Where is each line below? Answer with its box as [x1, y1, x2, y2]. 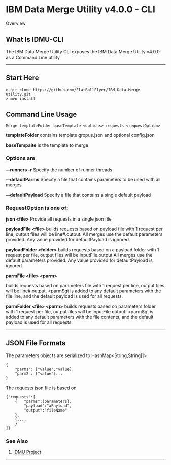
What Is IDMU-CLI [6, 35, 64, 44]
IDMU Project [13, 449, 42, 455]
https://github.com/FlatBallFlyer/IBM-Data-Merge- [32, 87, 143, 92]
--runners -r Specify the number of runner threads [6, 167, 113, 173]
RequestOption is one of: [6, 204, 69, 211]
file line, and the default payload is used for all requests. [6, 293, 123, 299]
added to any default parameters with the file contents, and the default [6, 314, 154, 320]
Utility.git [6, 92, 31, 97]
